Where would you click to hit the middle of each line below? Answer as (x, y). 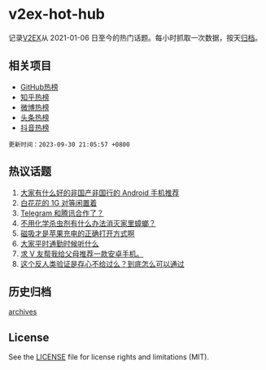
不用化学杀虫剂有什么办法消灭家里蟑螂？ (88, 223)
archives (23, 312)
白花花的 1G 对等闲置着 (59, 202)
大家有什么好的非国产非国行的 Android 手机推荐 (100, 193)
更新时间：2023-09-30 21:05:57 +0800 (69, 144)
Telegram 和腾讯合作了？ (62, 213)
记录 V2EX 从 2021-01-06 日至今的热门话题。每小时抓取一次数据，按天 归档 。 (135, 37)
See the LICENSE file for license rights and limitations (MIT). (109, 357)
